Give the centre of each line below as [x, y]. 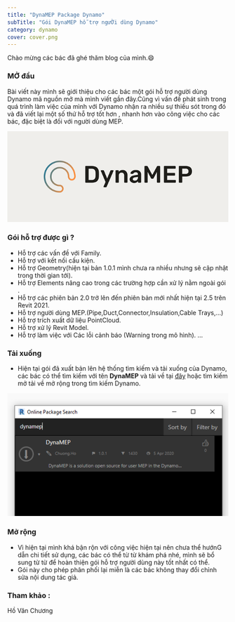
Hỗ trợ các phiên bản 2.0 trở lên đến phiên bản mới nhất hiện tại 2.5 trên [122, 298]
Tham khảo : [29, 595]
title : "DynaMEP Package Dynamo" [56, 15]
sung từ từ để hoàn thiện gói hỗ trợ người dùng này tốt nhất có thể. [114, 562]
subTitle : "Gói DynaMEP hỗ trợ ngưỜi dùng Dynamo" [83, 22]
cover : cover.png [33, 37]
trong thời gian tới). [45, 275]
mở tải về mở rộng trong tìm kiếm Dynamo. [79, 383]
